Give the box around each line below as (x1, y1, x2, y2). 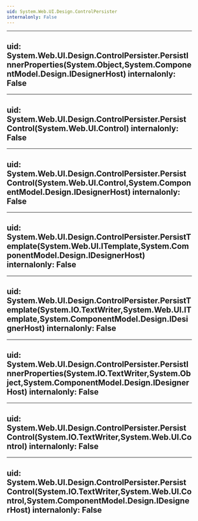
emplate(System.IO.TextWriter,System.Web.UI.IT (6, 305, 192, 315)
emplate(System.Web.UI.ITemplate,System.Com (6, 241, 189, 251)
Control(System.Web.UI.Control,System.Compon (6, 178, 192, 188)
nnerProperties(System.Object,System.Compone (6, 59, 192, 69)
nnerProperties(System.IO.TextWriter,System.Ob (6, 369, 192, 379)
